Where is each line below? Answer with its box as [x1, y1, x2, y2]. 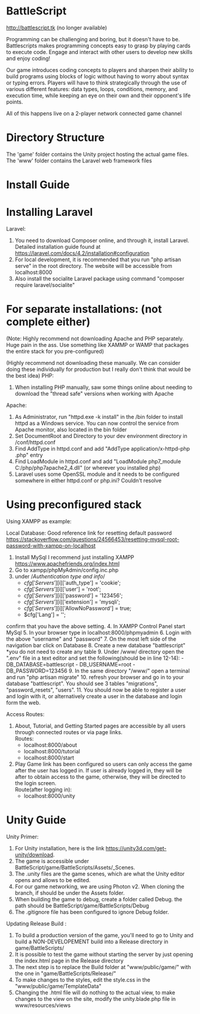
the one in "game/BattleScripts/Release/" [14, 970, 116, 977]
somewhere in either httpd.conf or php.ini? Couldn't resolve [14, 476, 162, 484]
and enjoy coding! [6, 55, 51, 62]
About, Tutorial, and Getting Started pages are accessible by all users [14, 722, 186, 729]
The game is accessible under [14, 857, 90, 864]
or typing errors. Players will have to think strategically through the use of [6, 79, 187, 86]
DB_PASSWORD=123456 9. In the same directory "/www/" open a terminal [6, 667, 190, 674]
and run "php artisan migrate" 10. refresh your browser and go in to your [6, 673, 184, 681]
